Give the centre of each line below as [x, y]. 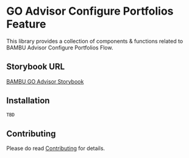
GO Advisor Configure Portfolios [90, 11]
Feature [26, 24]
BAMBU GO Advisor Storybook [45, 81]
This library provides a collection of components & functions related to [95, 41]
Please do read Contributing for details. [56, 148]
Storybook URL [36, 67]
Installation [28, 101]
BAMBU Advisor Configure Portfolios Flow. [60, 48]
